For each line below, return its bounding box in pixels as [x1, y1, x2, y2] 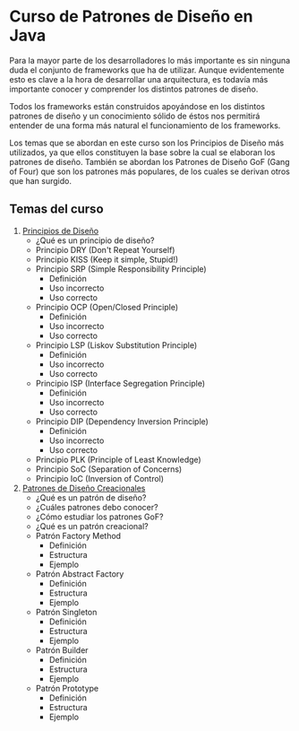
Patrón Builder [35, 644, 89, 656]
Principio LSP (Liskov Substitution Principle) [35, 339, 198, 351]
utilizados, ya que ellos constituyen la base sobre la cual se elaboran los [9, 146, 276, 158]
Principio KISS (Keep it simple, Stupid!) [35, 254, 179, 265]
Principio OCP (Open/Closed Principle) [35, 301, 179, 312]
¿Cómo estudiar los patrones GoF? [35, 511, 164, 522]
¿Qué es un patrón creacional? [35, 520, 149, 531]
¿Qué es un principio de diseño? [35, 235, 155, 246]
